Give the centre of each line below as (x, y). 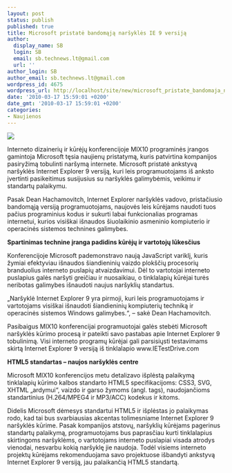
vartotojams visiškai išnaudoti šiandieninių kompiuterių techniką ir (100, 306)
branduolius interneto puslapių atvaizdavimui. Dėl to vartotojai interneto (109, 270)
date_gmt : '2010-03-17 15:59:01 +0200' (65, 104)
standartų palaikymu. (37, 186)
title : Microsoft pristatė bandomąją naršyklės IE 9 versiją (97, 33)
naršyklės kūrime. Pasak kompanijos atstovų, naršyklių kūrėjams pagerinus (114, 425)
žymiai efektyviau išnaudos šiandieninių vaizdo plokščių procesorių (103, 263)
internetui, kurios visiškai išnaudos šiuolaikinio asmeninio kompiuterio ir (109, 221)
